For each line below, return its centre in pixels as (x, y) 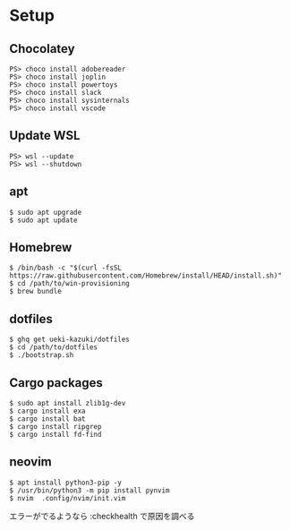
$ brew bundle (36, 292)
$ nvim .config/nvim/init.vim (68, 498)
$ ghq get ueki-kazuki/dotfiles (69, 340)
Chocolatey (42, 49)
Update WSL (45, 136)
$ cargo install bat (48, 419)
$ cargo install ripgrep (55, 427)
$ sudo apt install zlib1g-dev (68, 404)
